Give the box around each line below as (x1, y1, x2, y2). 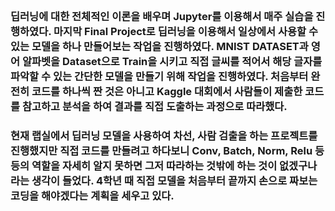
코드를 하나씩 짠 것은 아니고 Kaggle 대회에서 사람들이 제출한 (31, 84, 303, 98)
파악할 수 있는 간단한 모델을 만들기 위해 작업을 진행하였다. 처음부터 (10, 69, 309, 83)
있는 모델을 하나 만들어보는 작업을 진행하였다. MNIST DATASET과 (10, 39, 309, 53)
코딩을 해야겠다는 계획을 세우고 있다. (10, 188, 175, 202)
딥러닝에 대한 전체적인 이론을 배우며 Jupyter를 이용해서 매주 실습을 (10, 9, 314, 23)
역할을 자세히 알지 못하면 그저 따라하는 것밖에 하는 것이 (31, 158, 278, 172)
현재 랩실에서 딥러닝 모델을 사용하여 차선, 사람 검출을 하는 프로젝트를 (10, 128, 318, 142)
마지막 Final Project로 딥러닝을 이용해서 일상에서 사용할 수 (53, 24, 319, 38)
